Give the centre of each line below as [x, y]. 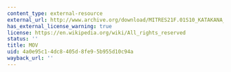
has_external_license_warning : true [59, 26]
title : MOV [23, 45]
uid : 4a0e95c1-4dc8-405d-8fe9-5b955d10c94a [70, 52]
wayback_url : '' [30, 58]
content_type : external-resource [55, 13]
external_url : [27, 20]
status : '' [23, 39]
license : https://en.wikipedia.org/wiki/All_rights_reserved [97, 33]
